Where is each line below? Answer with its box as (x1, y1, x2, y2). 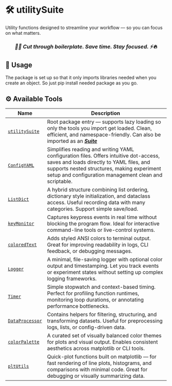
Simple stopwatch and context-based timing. (47, 284, 156, 291)
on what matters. (5, 30, 41, 36)
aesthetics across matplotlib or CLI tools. (47, 345, 145, 352)
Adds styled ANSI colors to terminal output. (47, 235, 151, 242)
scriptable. (47, 178, 73, 185)
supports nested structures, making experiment (47, 165, 161, 172)
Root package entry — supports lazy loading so (47, 118, 161, 125)
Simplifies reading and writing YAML (47, 146, 135, 153)
